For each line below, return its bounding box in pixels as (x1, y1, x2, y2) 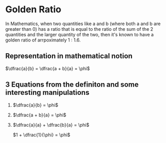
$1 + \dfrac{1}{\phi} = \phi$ (12, 132, 70, 138)
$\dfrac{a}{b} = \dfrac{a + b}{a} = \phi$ (5, 65, 90, 71)
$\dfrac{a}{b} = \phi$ (12, 101, 59, 108)
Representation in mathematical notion (5, 52, 133, 60)
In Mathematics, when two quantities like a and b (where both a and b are (5, 21, 161, 27)
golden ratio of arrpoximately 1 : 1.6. (5, 37, 81, 43)
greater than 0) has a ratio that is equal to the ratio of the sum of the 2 (5, 26, 153, 32)
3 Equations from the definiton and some (5, 80, 139, 89)
